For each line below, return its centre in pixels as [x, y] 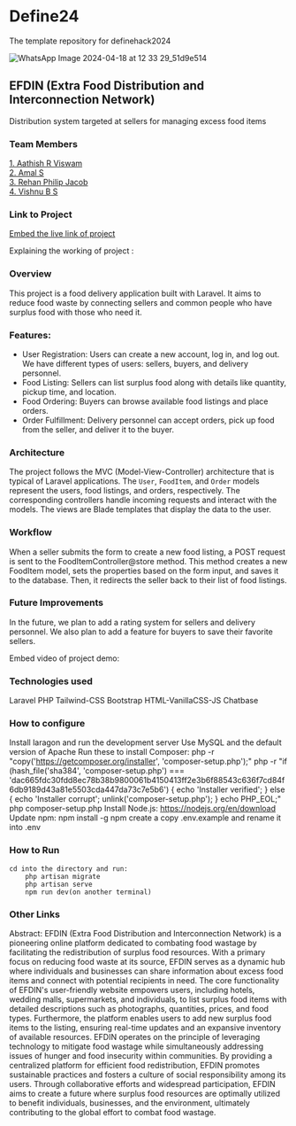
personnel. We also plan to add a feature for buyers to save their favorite [141, 632]
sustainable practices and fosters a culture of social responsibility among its [148, 1075]
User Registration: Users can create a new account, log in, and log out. [151, 354]
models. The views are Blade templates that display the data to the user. [140, 509]
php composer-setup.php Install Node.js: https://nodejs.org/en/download [143, 809]
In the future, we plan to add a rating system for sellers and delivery [133, 622]
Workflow [31, 532]
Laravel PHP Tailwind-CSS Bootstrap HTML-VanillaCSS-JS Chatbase [134, 701]
